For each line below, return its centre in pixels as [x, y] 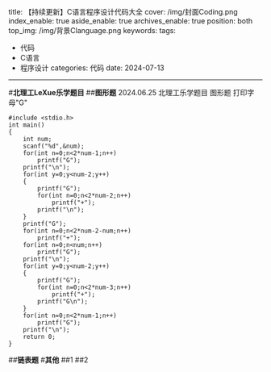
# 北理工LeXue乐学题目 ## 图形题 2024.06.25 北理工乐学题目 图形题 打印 [128, 92]
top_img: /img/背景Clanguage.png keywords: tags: [92, 30]
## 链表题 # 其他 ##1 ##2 [48, 360]
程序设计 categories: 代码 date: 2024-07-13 [92, 68]
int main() [27, 125]
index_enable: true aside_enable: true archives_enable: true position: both [131, 21]
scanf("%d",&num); [54, 146]
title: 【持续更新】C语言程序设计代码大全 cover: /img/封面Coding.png [123, 12]
